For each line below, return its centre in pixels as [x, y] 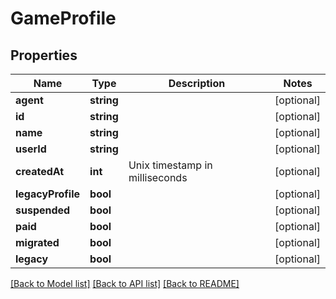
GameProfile [63, 18]
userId [31, 149]
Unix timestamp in [170, 165]
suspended [43, 210]
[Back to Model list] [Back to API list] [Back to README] [125, 283]
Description [197, 83]
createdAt [40, 171]
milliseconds [158, 177]
